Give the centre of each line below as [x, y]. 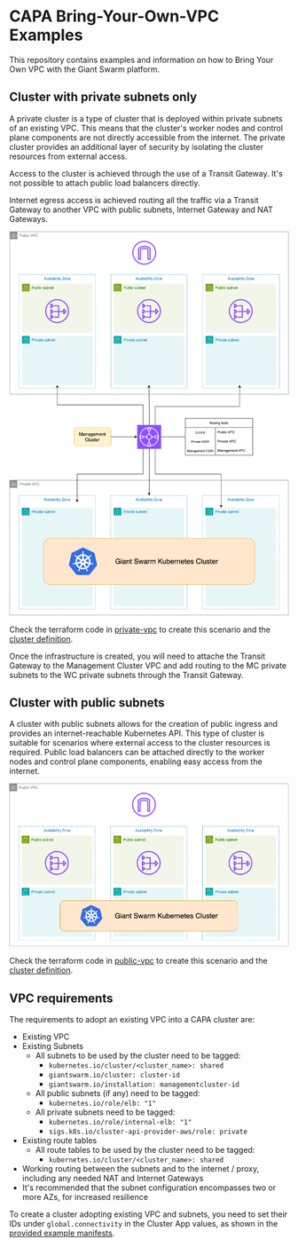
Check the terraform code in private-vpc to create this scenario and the [140, 629]
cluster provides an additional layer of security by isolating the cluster [137, 146]
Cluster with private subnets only [103, 97]
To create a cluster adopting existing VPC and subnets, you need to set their [149, 1214]
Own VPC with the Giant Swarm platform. [85, 69]
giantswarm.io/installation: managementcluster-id [144, 1085]
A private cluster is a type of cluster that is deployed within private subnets [146, 118]
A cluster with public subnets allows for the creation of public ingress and [143, 724]
